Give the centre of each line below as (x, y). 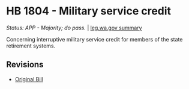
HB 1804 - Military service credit (89, 11)
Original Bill (29, 79)
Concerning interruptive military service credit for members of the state (94, 39)
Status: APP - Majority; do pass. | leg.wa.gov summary (74, 28)
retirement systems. (31, 46)
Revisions (25, 65)
